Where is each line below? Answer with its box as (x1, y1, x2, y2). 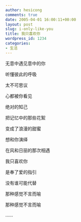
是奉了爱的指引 (5, 169, 37, 175)
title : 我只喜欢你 (5, 31, 41, 36)
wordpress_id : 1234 (5, 36, 47, 41)
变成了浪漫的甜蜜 (5, 125, 41, 131)
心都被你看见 (5, 93, 32, 99)
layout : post (5, 21, 33, 27)
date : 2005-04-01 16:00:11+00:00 (5, 17, 76, 22)
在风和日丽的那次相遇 (5, 147, 50, 153)
